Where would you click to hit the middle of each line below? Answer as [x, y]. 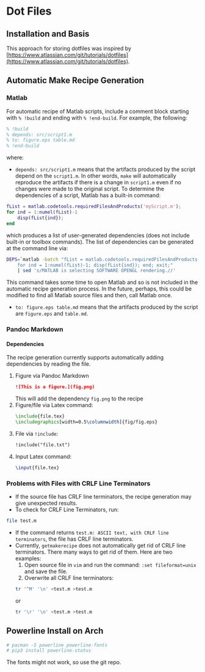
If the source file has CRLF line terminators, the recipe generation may [103, 497]
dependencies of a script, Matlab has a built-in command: [88, 195]
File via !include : [37, 434]
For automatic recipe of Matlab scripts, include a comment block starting [98, 111]
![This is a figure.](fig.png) [55, 387]
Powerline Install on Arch [55, 631]
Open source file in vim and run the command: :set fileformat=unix [110, 565]
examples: [28, 558]
